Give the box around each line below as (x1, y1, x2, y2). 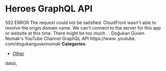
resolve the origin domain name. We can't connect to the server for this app (5, 24, 161, 30)
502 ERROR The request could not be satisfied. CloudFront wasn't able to (5, 19, 156, 25)
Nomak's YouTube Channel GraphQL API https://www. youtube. (5, 35, 136, 41)
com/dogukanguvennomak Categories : (5, 40, 86, 46)
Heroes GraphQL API (5, 3, 92, 14)
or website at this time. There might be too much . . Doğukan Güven (5, 30, 145, 36)
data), (5, 60, 17, 66)
